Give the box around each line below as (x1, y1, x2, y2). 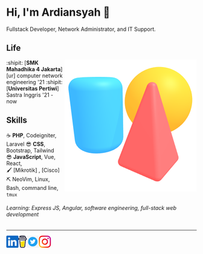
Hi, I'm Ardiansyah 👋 (6, 5, 111, 19)
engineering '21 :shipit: (6, 78, 63, 85)
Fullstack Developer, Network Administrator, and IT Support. (6, 25, 156, 33)
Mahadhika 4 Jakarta (6, 65, 61, 73)
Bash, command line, (6, 184, 59, 191)
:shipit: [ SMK (6, 59, 39, 66)
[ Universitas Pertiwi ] (6, 85, 59, 92)
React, (6, 160, 22, 167)
